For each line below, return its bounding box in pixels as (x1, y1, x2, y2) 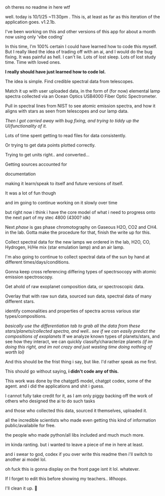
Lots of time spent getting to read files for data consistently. (5, 133, 127, 138)
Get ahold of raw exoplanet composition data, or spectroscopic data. (5, 284, 145, 289)
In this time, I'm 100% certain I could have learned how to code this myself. (5, 44, 158, 49)
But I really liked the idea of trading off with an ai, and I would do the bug (5, 49, 153, 54)
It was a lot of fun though (5, 190, 56, 196)
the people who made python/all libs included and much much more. (5, 432, 144, 438)
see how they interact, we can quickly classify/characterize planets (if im (5, 339, 153, 345)
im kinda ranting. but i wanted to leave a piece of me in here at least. (5, 442, 144, 447)
